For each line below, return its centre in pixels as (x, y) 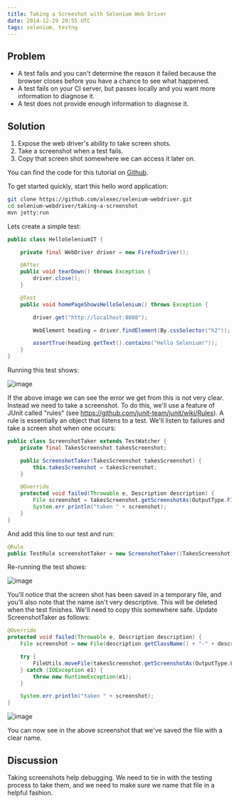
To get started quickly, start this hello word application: (88, 186)
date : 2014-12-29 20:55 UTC (49, 21)
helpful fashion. (30, 793)
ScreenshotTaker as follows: (49, 618)
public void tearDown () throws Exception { (86, 272)
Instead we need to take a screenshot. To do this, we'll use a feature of (111, 405)
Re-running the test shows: (47, 567)
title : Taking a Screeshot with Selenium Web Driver (87, 14)
